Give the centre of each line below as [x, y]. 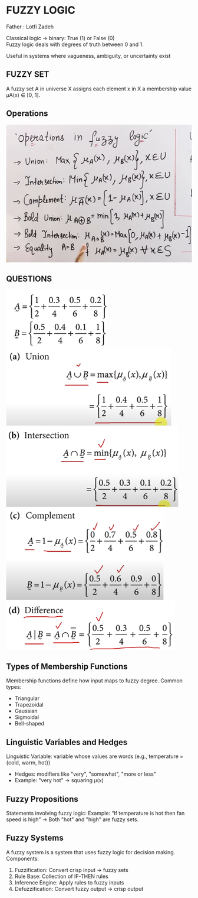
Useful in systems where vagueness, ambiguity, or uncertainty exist [88, 56]
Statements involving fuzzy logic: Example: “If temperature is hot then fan [95, 813]
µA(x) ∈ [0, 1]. [23, 95]
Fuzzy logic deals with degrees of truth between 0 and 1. [75, 44]
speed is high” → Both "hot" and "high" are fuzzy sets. [72, 819]
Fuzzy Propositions [42, 799]
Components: [23, 858]
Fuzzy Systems [35, 838]
